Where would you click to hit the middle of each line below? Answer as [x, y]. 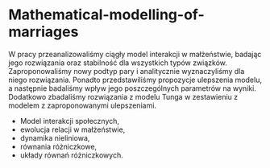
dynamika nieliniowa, [55, 137]
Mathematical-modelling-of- [106, 15]
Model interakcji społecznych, [69, 121]
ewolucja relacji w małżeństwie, [73, 129]
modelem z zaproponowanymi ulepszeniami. [83, 105]
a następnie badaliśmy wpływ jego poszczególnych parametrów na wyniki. [132, 88]
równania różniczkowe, [58, 146]
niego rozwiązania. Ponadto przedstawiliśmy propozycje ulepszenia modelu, [135, 80]
